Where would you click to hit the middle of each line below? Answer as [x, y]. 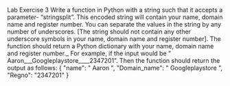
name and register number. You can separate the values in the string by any [114, 24]
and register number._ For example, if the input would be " [89, 53]
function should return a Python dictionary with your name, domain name [111, 46]
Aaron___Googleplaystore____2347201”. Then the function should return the [114, 60]
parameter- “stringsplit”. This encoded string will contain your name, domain [115, 17]
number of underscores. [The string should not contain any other [99, 31]
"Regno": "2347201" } [38, 75]
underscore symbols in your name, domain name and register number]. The [114, 39]
